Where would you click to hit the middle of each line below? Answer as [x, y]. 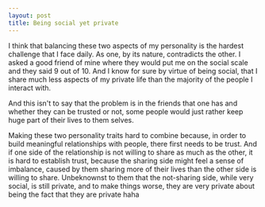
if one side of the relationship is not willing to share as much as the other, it [131, 152]
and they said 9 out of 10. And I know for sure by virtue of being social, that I [133, 71]
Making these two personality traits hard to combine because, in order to [127, 135]
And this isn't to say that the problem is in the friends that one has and [123, 103]
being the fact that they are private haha [74, 194]
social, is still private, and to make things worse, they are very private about [132, 186]
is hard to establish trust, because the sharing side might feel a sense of [126, 160]
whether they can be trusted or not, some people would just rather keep [126, 111]
